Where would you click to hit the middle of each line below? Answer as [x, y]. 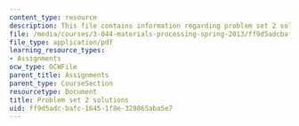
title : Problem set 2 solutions [69, 100]
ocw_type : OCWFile [43, 67]
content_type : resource [53, 17]
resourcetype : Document [53, 91]
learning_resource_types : [57, 51]
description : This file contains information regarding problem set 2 [143, 26]
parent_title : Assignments [59, 75]
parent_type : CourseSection [61, 83]
